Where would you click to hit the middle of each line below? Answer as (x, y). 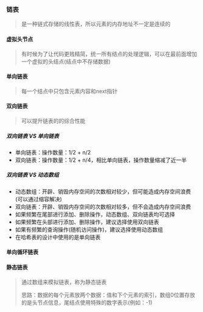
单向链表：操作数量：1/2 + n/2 (53, 152)
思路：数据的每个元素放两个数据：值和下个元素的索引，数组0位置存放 (108, 295)
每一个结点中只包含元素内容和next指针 (69, 91)
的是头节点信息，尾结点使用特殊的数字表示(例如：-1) (87, 302)
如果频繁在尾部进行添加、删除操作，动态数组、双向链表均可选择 (95, 214)
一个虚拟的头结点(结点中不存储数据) (66, 61)
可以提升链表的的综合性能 (53, 120)
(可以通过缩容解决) (39, 199)
